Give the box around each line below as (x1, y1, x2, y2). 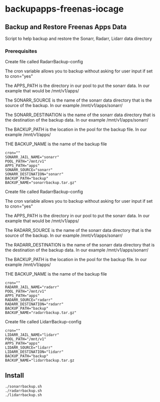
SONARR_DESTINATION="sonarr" (5, 172, 64, 177)
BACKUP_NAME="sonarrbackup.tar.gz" (5, 180, 77, 185)
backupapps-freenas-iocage (5, 3, 124, 15)
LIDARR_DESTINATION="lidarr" (5, 350, 64, 354)
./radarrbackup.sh (5, 388, 42, 393)
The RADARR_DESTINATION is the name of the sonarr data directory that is (5, 242, 155, 248)
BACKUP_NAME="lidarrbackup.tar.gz (5, 358, 75, 363)
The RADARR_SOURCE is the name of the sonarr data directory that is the (5, 227, 151, 233)
